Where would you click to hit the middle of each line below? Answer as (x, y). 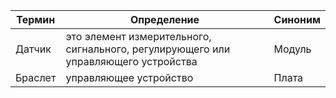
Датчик (33, 49)
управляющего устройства (131, 61)
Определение (164, 19)
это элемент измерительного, (138, 36)
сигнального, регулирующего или (148, 49)
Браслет (36, 77)
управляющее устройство (129, 77)
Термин (36, 19)
